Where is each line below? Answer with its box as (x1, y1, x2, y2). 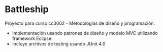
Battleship (5, 4, 49, 15)
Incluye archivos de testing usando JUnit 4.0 (12, 40, 106, 46)
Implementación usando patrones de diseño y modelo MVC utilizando (12, 30, 158, 36)
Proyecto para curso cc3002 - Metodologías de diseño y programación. (5, 20, 155, 26)
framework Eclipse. (12, 35, 53, 41)
